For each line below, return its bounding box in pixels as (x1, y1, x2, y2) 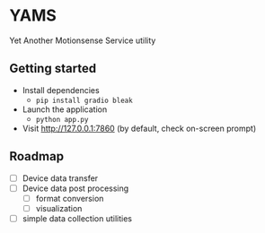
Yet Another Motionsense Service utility (9, 35, 156, 46)
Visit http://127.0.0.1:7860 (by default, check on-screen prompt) (22, 123, 257, 134)
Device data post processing (22, 183, 129, 194)
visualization (35, 203, 83, 213)
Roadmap (9, 149, 65, 164)
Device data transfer (22, 172, 99, 184)
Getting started (9, 61, 97, 76)
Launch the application (22, 104, 108, 115)
